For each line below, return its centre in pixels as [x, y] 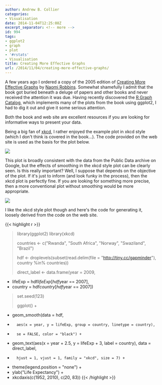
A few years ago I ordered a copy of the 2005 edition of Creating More [75, 82]
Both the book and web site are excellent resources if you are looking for [77, 117]
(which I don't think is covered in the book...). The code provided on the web [81, 137]
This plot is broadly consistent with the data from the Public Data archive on [81, 160]
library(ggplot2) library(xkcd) [46, 234]
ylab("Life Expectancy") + [38, 372]
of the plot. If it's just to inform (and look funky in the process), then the [76, 176]
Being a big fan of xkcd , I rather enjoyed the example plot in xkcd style [75, 132]
